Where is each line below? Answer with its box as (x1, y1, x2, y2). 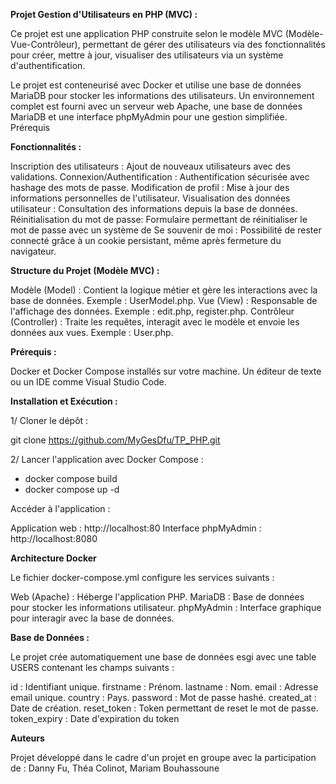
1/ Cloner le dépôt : (10, 415, 89, 426)
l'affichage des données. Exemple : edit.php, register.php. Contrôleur (10, 305, 295, 317)
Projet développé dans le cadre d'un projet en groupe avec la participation (10, 752, 317, 763)
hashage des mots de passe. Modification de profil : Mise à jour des (10, 182, 290, 193)
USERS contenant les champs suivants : (10, 662, 175, 673)
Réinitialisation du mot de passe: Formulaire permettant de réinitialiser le (10, 214, 308, 225)
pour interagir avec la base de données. (10, 612, 175, 624)
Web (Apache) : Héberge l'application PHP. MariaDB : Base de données (10, 591, 305, 603)
